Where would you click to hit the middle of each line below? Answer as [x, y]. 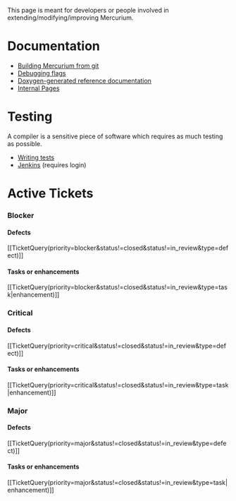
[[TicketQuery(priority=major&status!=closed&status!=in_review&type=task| [117, 483]
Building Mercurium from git [58, 66]
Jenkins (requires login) [52, 164]
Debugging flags [42, 73]
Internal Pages [38, 88]
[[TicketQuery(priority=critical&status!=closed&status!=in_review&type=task [118, 385]
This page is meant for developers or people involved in [88, 10]
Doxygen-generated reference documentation [84, 80]
